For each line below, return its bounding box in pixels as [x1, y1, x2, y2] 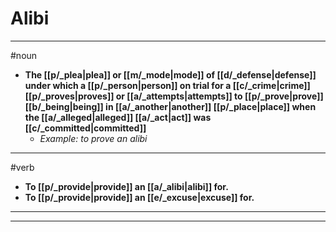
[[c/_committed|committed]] [24, 122, 147, 134]
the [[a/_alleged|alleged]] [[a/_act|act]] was [24, 111, 212, 123]
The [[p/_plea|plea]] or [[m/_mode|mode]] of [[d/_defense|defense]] [24, 68, 317, 81]
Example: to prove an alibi [39, 132, 148, 144]
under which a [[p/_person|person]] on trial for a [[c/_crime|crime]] [24, 79, 311, 91]
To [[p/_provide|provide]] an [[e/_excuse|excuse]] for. [24, 191, 255, 203]
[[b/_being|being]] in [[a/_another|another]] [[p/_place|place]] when [24, 100, 317, 112]
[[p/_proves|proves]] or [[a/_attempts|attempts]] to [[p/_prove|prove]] [24, 90, 324, 102]
